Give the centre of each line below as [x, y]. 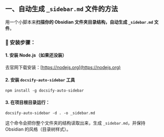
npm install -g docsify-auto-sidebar [45, 91]
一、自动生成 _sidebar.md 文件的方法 [62, 9]
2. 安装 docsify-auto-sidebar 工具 [40, 79]
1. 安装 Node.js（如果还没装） [36, 55]
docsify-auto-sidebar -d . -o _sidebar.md [50, 113]
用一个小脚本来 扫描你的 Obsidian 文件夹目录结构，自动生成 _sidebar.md [79, 22]
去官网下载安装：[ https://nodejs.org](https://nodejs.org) [63, 67]
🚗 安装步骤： [21, 42]
